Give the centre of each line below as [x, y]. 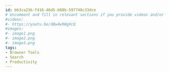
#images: [14, 29]
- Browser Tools [22, 52]
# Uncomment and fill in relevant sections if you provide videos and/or [85, 15]
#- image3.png [20, 43]
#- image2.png [20, 39]
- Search [14, 57]
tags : [11, 48]
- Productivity [21, 62]
